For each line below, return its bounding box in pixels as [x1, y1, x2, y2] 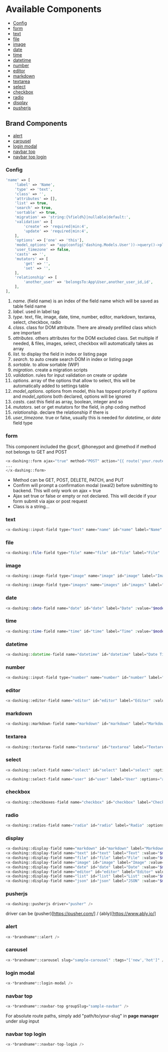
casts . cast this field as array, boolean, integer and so [12, 398, 124, 405]
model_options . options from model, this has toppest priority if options [12, 388, 158, 394]
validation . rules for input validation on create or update [12, 372, 128, 378]
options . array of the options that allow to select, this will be [12, 377, 136, 383]
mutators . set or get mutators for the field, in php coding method [12, 404, 146, 410]
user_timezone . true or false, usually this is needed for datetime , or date [12, 414, 161, 420]
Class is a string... [12, 503, 50, 510]
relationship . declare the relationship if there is [12, 409, 109, 415]
